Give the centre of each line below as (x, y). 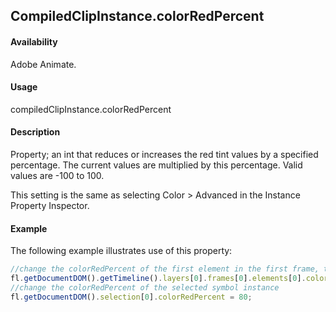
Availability (34, 41)
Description (35, 132)
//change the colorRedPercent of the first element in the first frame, (165, 269)
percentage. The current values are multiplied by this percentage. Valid (156, 165)
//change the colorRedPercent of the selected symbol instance (145, 287)
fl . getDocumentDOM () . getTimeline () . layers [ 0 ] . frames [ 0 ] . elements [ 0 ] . (158, 279)
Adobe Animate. (43, 64)
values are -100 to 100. (57, 175)
